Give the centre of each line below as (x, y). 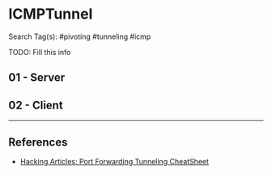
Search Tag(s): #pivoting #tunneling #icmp (80, 36)
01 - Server (37, 78)
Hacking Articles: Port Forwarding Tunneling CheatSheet (114, 161)
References (38, 142)
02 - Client (36, 105)
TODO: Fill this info (40, 52)
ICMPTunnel (51, 14)
